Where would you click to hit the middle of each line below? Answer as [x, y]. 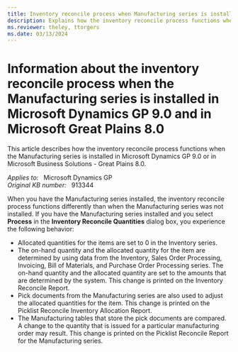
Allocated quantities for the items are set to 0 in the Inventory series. [118, 243]
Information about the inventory [103, 69]
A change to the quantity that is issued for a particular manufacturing [118, 326]
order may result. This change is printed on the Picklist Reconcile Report [123, 334]
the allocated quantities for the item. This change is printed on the [114, 303]
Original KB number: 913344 [51, 185]
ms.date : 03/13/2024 [38, 34]
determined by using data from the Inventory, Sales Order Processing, [120, 258]
